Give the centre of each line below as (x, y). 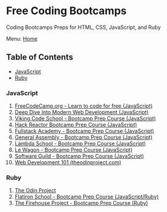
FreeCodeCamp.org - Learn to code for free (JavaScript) (83, 106)
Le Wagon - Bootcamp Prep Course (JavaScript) (73, 150)
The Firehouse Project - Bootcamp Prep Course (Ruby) (81, 203)
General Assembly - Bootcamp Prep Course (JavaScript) (83, 138)
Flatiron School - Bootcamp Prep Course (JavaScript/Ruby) (87, 197)
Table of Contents (40, 57)
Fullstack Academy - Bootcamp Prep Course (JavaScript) (84, 131)
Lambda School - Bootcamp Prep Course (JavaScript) (80, 143)
